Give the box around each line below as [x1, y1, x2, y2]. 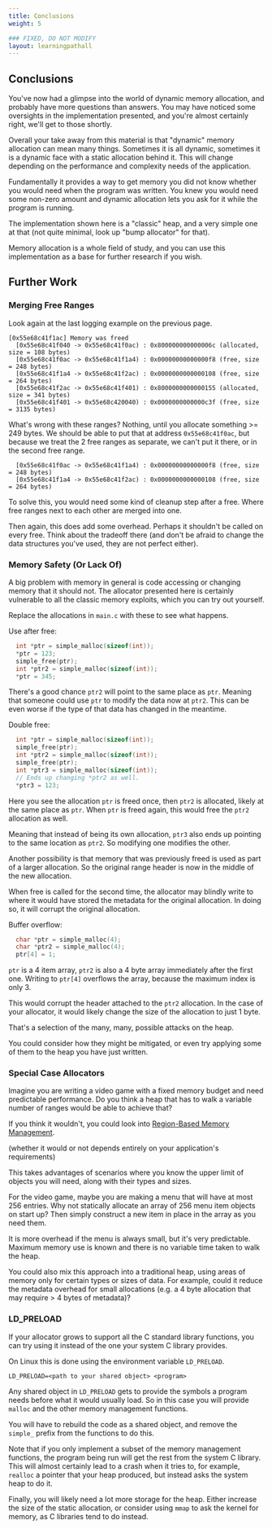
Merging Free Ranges [8, 300, 95, 311]
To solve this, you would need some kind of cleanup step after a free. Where [8, 497, 264, 506]
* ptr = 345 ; [15, 672, 57, 681]
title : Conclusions [8, 11, 75, 20]
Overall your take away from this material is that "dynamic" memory [8, 135, 235, 145]
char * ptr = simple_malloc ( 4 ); [15, 935, 122, 944]
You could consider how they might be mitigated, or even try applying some [8, 1039, 262, 1049]
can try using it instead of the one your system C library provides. [8, 1340, 228, 1350]
